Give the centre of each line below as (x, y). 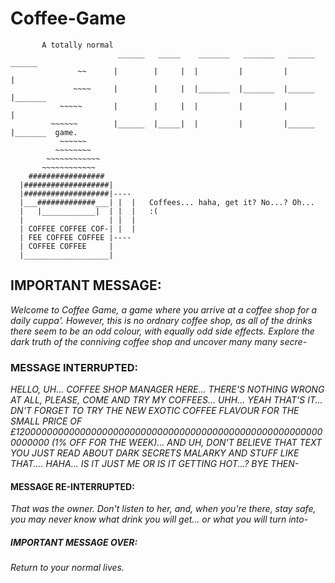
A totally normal (77, 45)
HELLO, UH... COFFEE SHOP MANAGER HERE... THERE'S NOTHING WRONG (167, 389)
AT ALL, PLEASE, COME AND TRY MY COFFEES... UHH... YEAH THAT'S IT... (166, 400)
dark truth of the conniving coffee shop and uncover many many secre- (159, 341)
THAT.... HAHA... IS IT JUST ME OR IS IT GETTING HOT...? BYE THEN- (155, 464)
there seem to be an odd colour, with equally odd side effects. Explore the (162, 331)
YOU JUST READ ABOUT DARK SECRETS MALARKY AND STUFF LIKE (155, 453)
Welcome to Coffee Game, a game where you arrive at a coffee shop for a (164, 309)
